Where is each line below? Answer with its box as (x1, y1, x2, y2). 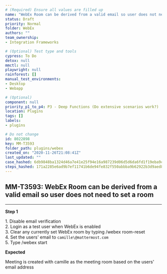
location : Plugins (5, 109, 43, 114)
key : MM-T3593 (5, 141, 35, 146)
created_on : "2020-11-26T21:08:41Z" (5, 150, 81, 155)
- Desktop (5, 81, 26, 86)
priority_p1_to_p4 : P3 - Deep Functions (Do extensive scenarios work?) (5, 104, 159, 109)
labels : (5, 118, 21, 123)
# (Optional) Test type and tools (5, 48, 77, 54)
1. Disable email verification (5, 218, 61, 224)
